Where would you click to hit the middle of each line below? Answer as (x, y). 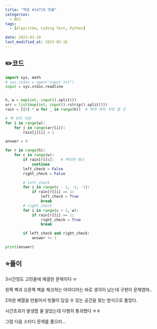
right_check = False (44, 173)
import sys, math (23, 77)
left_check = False (43, 169)
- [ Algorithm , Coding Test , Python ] (47, 28)
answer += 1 (44, 238)
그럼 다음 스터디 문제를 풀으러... (36, 321)
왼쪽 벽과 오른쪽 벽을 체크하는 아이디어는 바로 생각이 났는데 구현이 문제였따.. (79, 290)
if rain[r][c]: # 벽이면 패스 (54, 160)
